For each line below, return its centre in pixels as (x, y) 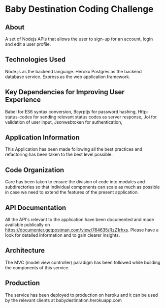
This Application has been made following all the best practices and (74, 149)
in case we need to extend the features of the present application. (72, 192)
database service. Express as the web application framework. (68, 77)
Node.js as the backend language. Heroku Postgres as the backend (73, 71)
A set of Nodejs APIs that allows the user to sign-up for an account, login (79, 39)
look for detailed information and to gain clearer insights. (63, 235)
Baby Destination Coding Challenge (79, 9)
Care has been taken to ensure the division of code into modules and (75, 182)
